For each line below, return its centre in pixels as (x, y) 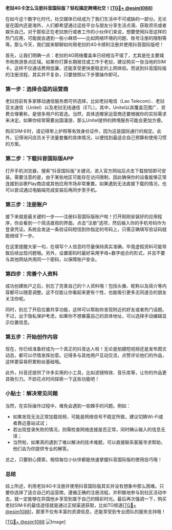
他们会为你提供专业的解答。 (42, 448)
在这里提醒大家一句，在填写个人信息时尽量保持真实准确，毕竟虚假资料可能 (84, 246)
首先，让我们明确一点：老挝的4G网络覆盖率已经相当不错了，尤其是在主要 (82, 55)
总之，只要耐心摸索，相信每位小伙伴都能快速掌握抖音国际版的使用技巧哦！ (84, 459)
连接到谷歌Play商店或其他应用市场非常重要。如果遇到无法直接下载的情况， (84, 183)
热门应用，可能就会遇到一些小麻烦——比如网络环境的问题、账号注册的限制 (84, 38)
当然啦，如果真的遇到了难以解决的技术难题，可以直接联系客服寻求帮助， (89, 442)
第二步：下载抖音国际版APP (40, 159)
